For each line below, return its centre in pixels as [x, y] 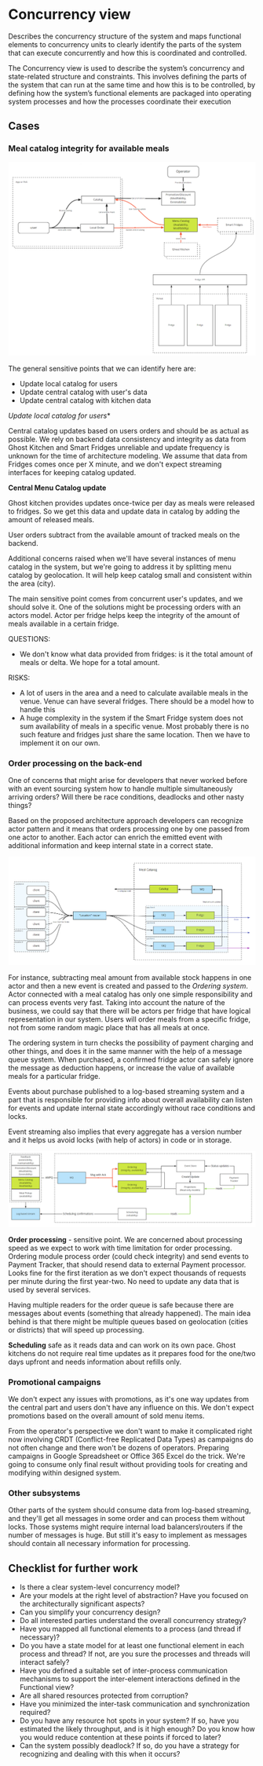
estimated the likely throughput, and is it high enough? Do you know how [137, 1729]
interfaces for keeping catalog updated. [72, 472]
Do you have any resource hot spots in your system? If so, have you [129, 1720]
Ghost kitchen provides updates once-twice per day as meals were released [131, 503]
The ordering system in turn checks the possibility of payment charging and [131, 1043]
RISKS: [19, 678]
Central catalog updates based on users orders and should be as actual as [129, 430]
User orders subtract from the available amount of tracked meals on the [124, 535]
